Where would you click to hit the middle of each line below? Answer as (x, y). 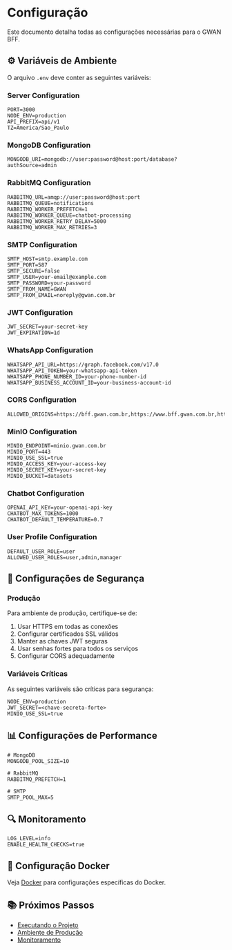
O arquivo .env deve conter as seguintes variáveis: (79, 77)
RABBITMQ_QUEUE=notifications (51, 203)
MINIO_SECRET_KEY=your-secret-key (57, 470)
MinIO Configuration (42, 432)
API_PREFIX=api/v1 (33, 122)
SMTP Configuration (42, 244)
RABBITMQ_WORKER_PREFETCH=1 (48, 209)
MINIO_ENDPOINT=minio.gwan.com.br (57, 446)
